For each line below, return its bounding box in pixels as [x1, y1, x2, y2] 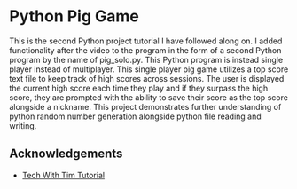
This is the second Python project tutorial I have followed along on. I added [9, 35, 283, 46]
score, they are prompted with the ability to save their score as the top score [9, 91, 288, 103]
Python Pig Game [9, 6, 140, 27]
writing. [9, 120, 37, 130]
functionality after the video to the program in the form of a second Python [9, 44, 282, 55]
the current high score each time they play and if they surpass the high [9, 83, 269, 93]
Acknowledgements [9, 146, 123, 161]
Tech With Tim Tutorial [21, 169, 105, 180]
